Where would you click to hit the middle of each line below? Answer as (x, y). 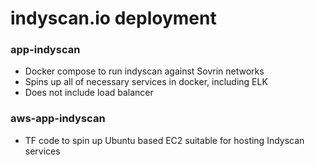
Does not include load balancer (89, 93)
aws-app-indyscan (58, 119)
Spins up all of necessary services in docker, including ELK (146, 82)
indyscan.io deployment (113, 18)
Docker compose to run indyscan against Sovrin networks (144, 71)
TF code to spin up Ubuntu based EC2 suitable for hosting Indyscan (164, 140)
